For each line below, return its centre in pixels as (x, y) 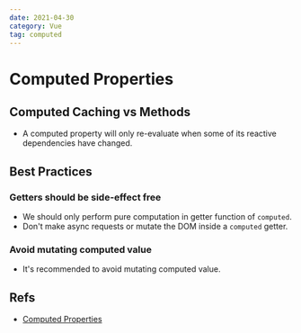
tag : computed (36, 34)
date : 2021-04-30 (42, 18)
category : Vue (36, 26)
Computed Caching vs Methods (100, 112)
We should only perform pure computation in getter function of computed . (157, 217)
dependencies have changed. (77, 143)
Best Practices (51, 171)
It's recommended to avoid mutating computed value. (121, 269)
